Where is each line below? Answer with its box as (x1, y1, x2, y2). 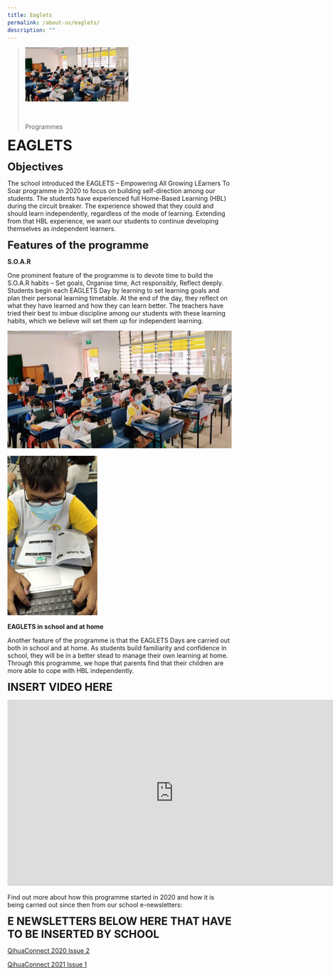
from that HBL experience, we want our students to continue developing (7, 217, 219, 226)
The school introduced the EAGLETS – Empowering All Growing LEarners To (7, 179, 230, 188)
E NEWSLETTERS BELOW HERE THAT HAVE (7, 914, 232, 928)
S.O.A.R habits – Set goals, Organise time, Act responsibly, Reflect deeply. (7, 278, 224, 288)
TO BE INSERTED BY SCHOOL (7, 927, 160, 941)
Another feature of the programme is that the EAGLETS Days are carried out (7, 636, 230, 645)
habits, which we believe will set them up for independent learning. (7, 317, 204, 325)
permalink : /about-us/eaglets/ (7, 19, 100, 26)
